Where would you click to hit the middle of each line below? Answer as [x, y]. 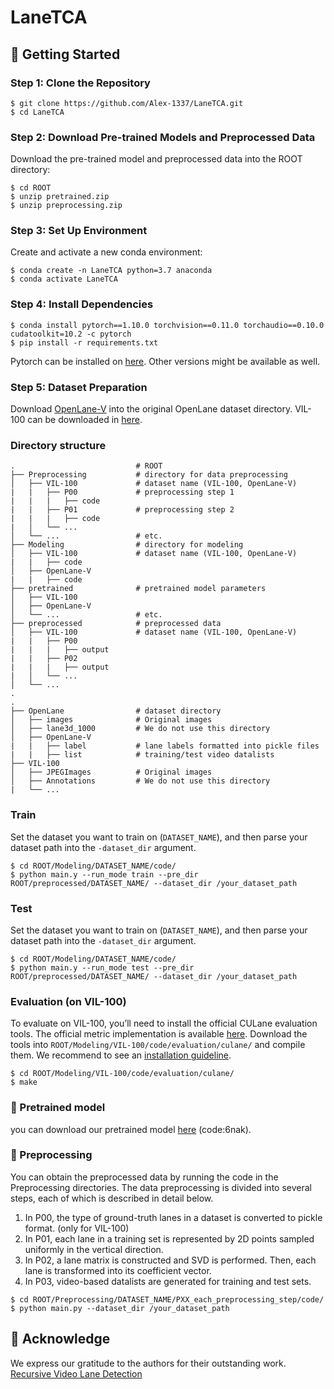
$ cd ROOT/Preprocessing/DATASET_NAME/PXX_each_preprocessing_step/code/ [167, 1299]
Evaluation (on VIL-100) [68, 1001]
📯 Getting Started [65, 54]
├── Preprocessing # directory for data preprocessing [149, 475]
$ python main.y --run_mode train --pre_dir [104, 874]
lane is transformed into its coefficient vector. [118, 1270]
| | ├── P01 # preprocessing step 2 [122, 510]
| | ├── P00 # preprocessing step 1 [122, 492]
